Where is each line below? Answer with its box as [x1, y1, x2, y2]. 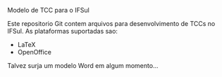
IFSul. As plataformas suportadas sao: [7, 27, 118, 35]
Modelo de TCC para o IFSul [7, 6, 90, 14]
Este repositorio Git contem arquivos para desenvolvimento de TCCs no [7, 20, 216, 27]
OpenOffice [17, 48, 51, 56]
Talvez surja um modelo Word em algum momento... [7, 62, 159, 69]
